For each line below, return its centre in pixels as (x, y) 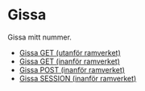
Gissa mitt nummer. (39, 37)
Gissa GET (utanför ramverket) (70, 52)
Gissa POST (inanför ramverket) (72, 69)
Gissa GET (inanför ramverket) (69, 61)
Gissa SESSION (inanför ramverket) (78, 78)
